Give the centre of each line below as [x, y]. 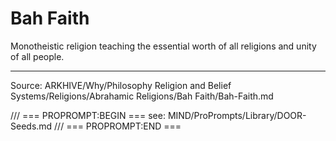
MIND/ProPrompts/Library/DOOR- [237, 115]
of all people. [37, 56]
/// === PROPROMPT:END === [118, 126]
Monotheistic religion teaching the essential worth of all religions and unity [163, 46]
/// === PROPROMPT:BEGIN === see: [88, 115]
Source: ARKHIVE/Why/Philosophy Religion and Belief [121, 85]
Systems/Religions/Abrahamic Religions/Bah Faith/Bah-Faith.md [142, 96]
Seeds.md [31, 126]
